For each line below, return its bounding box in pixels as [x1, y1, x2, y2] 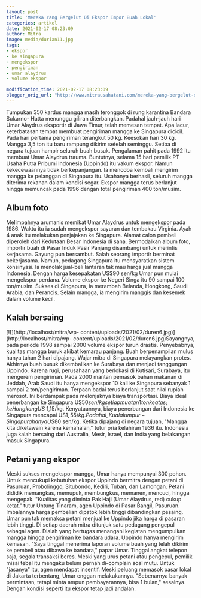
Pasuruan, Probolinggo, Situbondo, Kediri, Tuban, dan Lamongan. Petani [6, 483, 184, 490]
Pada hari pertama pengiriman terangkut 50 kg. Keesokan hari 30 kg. [6, 134, 176, 141]
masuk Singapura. [6, 436, 51, 444]
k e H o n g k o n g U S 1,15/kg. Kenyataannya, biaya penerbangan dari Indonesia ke [6, 405, 195, 412]
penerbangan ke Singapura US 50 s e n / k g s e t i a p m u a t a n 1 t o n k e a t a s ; [6, 399, 167, 406]
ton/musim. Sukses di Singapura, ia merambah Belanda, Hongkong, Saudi [6, 282, 188, 289]
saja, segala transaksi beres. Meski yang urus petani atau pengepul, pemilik [6, 553, 193, 560]
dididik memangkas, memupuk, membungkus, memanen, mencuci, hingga [6, 489, 190, 497]
